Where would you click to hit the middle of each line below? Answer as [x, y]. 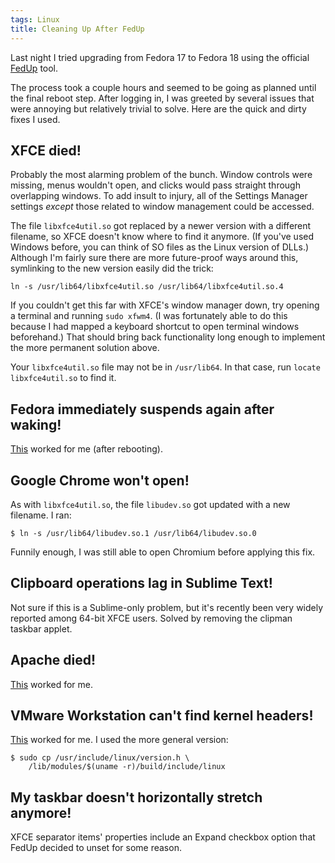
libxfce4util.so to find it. [63, 378]
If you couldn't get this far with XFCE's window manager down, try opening [165, 305]
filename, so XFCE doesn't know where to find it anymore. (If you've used [162, 237]
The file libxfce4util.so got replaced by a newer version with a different [161, 226]
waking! [36, 424]
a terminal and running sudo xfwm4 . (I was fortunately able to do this [149, 316]
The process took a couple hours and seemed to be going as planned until [163, 87]
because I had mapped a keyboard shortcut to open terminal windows [155, 327]
